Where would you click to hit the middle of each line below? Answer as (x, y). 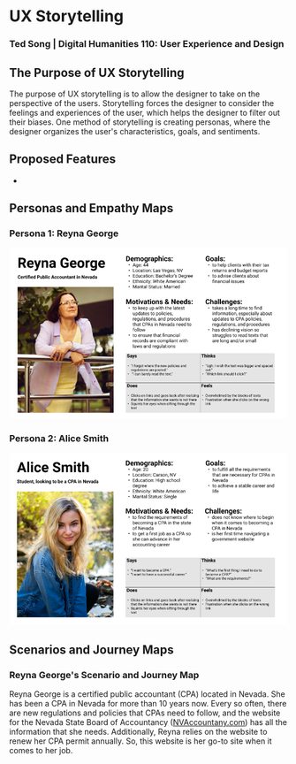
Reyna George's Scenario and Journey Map (104, 675)
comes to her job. (41, 751)
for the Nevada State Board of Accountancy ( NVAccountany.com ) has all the (148, 722)
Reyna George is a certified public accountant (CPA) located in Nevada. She (147, 694)
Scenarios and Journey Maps (91, 649)
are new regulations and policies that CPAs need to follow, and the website (145, 713)
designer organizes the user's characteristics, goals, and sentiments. (135, 131)
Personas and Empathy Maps (91, 208)
